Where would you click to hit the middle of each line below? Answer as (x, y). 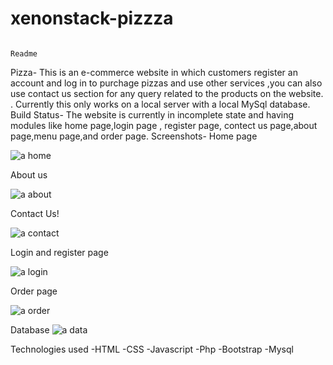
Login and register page (59, 252)
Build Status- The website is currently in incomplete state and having (152, 114)
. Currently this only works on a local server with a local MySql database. (160, 104)
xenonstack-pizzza (92, 18)
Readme (24, 53)
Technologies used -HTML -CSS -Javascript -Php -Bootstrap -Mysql (152, 349)
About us (29, 174)
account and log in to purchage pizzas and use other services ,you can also (166, 83)
